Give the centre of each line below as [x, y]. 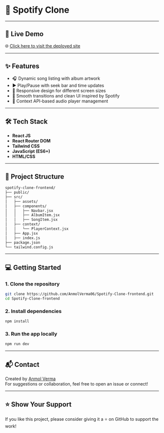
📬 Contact [22, 364]
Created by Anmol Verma [31, 379]
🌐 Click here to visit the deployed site [43, 46]
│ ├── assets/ [21, 201]
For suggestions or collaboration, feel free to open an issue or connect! [76, 384]
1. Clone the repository [32, 284]
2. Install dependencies [33, 311]
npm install [17, 321]
